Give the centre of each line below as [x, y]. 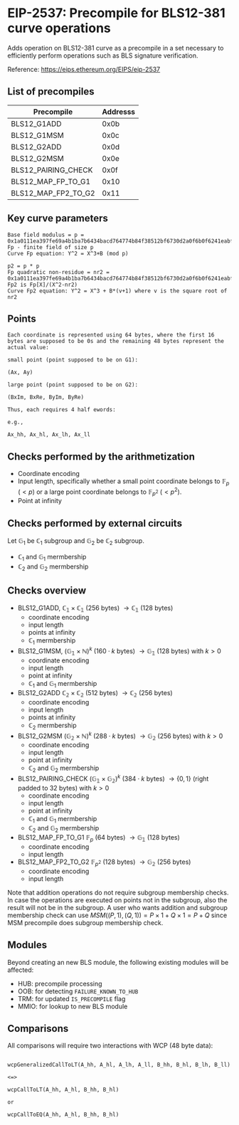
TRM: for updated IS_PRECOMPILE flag [71, 998]
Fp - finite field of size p [51, 247]
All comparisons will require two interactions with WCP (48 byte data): [110, 1046]
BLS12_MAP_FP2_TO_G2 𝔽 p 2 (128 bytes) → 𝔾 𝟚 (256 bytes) [104, 862]
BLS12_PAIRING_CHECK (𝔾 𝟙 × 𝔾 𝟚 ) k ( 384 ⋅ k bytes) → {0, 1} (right [113, 779]
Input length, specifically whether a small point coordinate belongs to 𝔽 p [123, 482]
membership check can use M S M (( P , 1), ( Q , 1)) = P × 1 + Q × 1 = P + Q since [117, 915]
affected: [21, 970]
